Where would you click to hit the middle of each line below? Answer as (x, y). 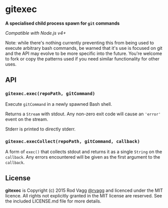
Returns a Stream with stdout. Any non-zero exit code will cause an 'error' (83, 114)
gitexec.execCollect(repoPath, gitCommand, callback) (73, 141)
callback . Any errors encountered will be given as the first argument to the (83, 157)
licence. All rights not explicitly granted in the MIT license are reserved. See (84, 195)
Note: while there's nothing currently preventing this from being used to (80, 43)
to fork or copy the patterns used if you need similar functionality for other (82, 58)
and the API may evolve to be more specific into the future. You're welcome (84, 53)
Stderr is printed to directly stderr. (40, 129)
